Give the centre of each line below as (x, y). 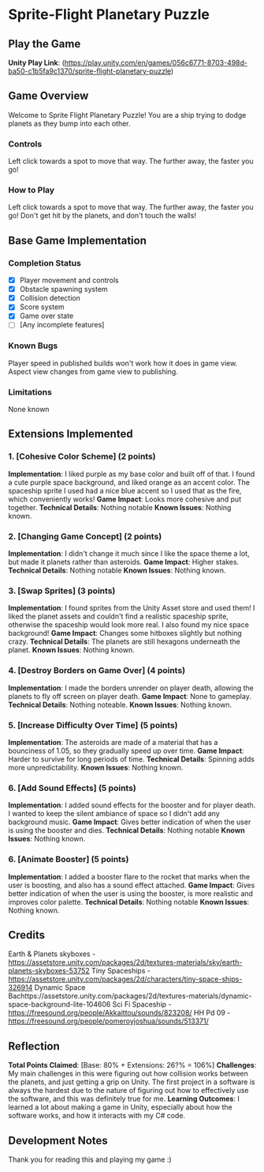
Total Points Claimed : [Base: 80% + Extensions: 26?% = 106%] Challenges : (132, 1065)
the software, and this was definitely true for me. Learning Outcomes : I (124, 1099)
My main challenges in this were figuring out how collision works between (128, 1074)
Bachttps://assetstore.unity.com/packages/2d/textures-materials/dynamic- (130, 996)
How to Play (32, 190)
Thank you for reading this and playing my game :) (90, 1159)
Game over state (46, 316)
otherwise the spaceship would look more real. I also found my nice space (129, 625)
